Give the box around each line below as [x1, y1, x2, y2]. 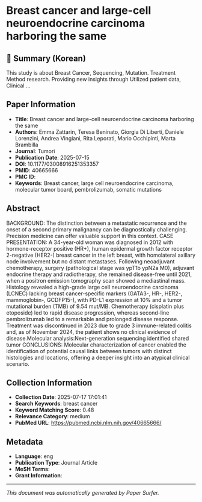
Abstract [6, 203, 40, 214]
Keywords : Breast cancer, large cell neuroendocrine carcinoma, [14, 179, 174, 187]
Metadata [6, 436, 43, 447]
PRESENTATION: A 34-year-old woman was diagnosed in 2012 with [6, 239, 174, 246]
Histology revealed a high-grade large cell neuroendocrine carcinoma [6, 283, 179, 290]
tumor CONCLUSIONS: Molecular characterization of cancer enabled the [6, 341, 186, 348]
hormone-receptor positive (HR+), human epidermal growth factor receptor [6, 245, 193, 252]
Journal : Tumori [14, 147, 55, 154]
